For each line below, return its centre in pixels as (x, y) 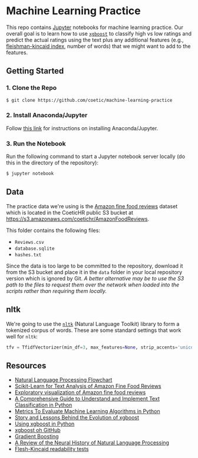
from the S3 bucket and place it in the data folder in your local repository (94, 272)
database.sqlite (34, 249)
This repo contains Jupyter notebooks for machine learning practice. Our (95, 27)
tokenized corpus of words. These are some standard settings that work (94, 330)
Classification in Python (43, 405)
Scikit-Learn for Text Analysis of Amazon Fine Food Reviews (88, 386)
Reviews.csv (29, 242)
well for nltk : (22, 336)
